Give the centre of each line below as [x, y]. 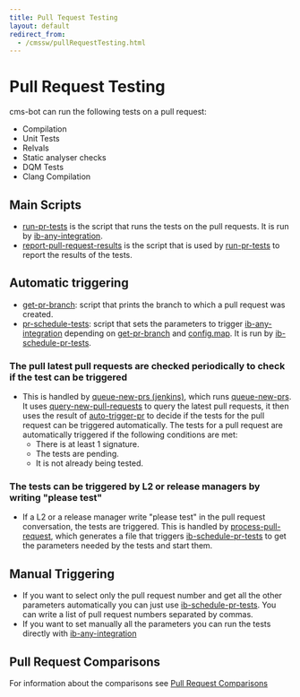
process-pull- [256, 527]
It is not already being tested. [89, 463]
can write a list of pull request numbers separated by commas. [137, 615]
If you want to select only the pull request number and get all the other [152, 596]
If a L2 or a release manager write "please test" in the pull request [144, 517]
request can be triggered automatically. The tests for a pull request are [153, 426]
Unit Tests [41, 139]
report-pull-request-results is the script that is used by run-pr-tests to [151, 245]
